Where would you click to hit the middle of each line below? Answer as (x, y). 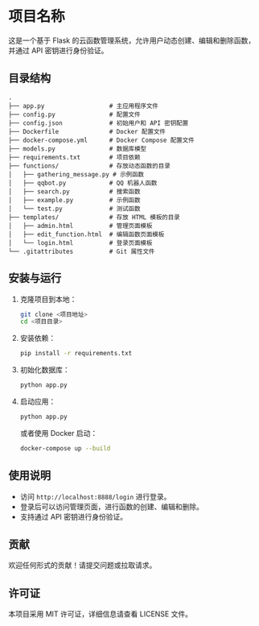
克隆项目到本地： (48, 299)
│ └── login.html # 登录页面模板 (80, 243)
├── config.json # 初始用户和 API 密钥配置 (99, 123)
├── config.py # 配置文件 (74, 114)
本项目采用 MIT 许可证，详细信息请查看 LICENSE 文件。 (101, 614)
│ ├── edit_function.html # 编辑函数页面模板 (86, 234)
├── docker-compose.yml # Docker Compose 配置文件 (101, 140)
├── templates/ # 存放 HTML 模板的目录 (94, 217)
